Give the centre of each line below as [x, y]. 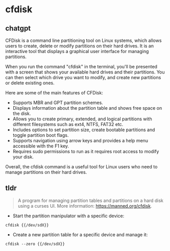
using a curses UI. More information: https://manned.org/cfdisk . [85, 206]
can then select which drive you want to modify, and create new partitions [83, 77]
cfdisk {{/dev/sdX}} [27, 225]
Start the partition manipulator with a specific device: [68, 216]
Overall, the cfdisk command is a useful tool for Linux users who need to [81, 167]
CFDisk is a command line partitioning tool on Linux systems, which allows [83, 40]
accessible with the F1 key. [41, 146]
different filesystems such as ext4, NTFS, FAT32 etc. [68, 124]
